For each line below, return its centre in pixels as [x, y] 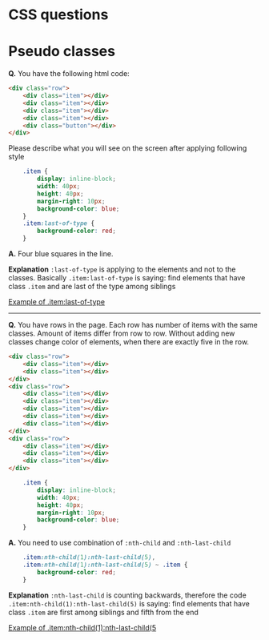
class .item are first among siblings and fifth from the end [103, 612]
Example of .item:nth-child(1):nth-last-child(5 [82, 627]
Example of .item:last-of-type [57, 302]
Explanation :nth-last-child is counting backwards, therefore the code [127, 595]
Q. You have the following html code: [69, 74]
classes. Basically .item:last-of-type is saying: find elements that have [127, 278]
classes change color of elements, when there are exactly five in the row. [129, 342]
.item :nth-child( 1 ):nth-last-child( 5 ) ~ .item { [105, 565]
